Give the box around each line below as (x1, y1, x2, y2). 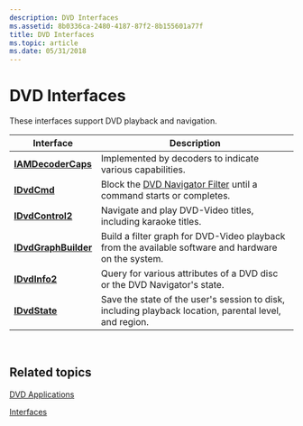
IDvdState (14, 304, 58, 317)
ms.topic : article (9, 38, 78, 48)
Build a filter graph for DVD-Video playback (100, 230, 286, 243)
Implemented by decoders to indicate (100, 153, 260, 165)
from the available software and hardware (100, 241, 278, 254)
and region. (100, 316, 150, 329)
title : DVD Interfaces (9, 30, 95, 39)
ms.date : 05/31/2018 (9, 47, 87, 56)
